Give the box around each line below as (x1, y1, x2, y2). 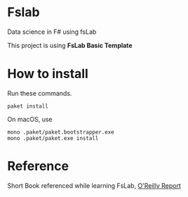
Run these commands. (7, 89, 72, 97)
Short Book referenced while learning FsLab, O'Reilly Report (7, 181, 181, 190)
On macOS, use (7, 115, 53, 123)
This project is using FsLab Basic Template (7, 41, 133, 49)
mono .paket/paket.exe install (7, 134, 99, 141)
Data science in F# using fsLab (7, 27, 97, 36)
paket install (7, 103, 49, 110)
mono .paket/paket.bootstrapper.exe (7, 128, 114, 136)
